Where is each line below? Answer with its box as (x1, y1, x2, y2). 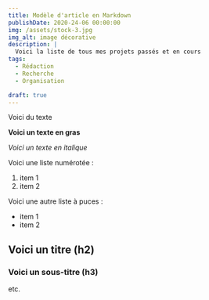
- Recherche (15, 70, 55, 78)
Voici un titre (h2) (8, 243, 95, 256)
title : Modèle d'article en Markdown (8, 11, 132, 20)
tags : (8, 56, 26, 63)
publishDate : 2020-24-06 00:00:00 (8, 19, 121, 27)
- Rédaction (15, 63, 55, 70)
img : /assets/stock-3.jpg (8, 26, 92, 34)
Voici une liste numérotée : (8, 158, 94, 168)
